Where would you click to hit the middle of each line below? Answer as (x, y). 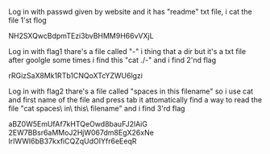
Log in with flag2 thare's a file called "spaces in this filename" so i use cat (131, 91)
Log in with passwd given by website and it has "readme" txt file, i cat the (130, 12)
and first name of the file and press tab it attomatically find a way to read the (135, 100)
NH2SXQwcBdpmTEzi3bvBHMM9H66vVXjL (81, 36)
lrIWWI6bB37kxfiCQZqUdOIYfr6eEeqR (73, 141)
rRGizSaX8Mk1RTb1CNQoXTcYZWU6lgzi (76, 75)
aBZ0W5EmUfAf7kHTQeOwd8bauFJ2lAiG (78, 124)
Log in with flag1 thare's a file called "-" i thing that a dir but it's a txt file (127, 51)
